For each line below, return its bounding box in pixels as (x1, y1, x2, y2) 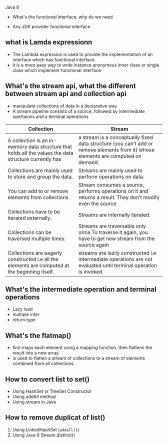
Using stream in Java (12, 399, 56, 405)
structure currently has (7, 155, 61, 162)
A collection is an (7, 137, 48, 144)
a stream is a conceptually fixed (78, 133, 153, 140)
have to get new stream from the (78, 235, 155, 242)
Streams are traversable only (78, 222, 146, 229)
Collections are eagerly (7, 249, 62, 256)
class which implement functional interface (12, 67, 101, 73)
